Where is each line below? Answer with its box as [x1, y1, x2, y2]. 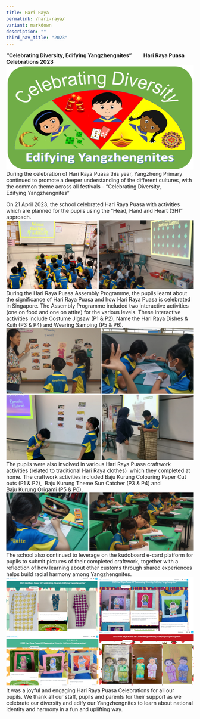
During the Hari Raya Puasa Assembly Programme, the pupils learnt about [6, 289, 187, 296]
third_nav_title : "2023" [6, 35, 68, 41]
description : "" [6, 29, 46, 35]
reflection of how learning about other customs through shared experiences [6, 564, 192, 572]
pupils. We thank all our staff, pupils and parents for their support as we [6, 693, 182, 701]
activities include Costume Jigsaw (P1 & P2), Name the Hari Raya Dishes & [6, 315, 189, 322]
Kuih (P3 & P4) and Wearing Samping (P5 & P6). [6, 321, 124, 328]
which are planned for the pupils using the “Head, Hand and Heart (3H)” [6, 207, 183, 215]
